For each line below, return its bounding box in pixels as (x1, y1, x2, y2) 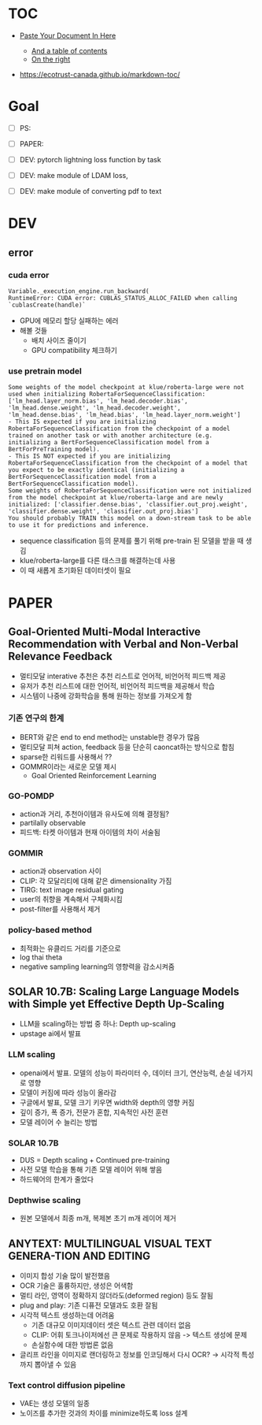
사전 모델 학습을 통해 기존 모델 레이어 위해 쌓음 (19, 1164, 163, 1174)
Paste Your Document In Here (19, 31, 116, 40)
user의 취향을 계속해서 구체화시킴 (19, 895, 124, 904)
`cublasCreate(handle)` (8, 301, 87, 310)
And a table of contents (31, 46, 108, 55)
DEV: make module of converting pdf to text (19, 187, 162, 196)
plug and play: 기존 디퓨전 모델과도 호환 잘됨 (19, 1301, 158, 1310)
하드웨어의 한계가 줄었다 (19, 1175, 94, 1184)
